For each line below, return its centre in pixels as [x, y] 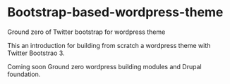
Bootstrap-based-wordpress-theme [115, 12]
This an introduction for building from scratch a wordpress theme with [109, 45]
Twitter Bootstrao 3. [36, 53]
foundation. [24, 74]
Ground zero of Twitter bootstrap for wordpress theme [86, 32]
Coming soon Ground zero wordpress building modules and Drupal [105, 66]
